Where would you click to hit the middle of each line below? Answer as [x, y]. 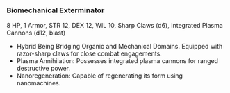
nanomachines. [39, 83]
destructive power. [43, 69]
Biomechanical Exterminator [56, 10]
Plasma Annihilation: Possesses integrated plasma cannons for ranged [117, 61]
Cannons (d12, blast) [36, 33]
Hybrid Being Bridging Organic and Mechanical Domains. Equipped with [120, 46]
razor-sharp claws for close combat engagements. [89, 53]
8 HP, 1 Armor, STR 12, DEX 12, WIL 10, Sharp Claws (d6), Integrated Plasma [115, 26]
